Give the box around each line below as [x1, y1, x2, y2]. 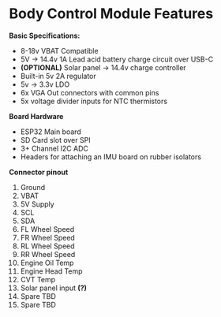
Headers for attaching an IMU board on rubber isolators [20, 151, 202, 162]
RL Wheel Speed [20, 241, 75, 251]
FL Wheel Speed [20, 224, 75, 233]
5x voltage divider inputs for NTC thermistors [20, 96, 168, 106]
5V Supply [20, 199, 54, 209]
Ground [20, 182, 46, 192]
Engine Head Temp [20, 266, 83, 276]
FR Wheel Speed [20, 233, 76, 242]
